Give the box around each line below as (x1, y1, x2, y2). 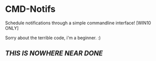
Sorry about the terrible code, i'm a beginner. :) (5, 35, 101, 41)
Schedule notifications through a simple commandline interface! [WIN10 (5, 20, 152, 26)
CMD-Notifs (5, 3, 56, 15)
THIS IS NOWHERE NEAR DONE (5, 49, 103, 58)
